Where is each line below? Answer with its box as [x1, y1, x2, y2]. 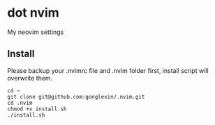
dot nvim [7, 5, 59, 21]
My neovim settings [7, 28, 64, 36]
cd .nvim [7, 99, 33, 106]
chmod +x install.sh [7, 106, 68, 112]
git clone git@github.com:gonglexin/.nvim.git [7, 93, 145, 100]
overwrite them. [7, 74, 53, 82]
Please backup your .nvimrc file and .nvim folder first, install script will [7, 66, 209, 74]
